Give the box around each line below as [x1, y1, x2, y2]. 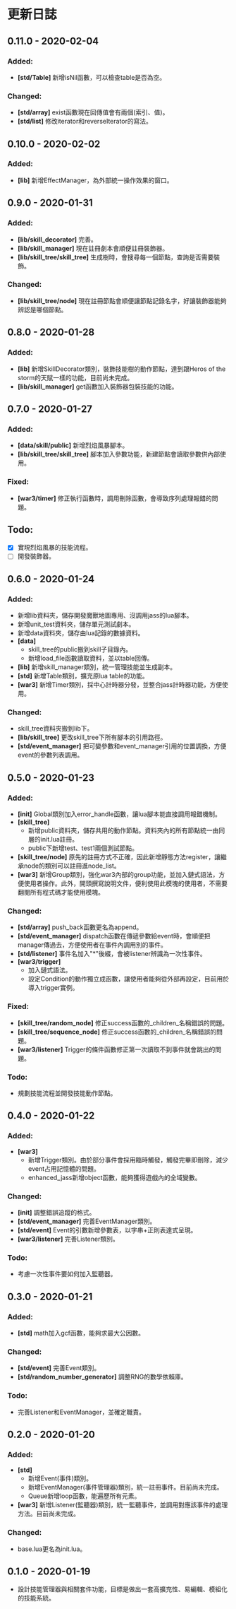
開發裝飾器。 [17, 552, 55, 560]
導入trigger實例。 [27, 984, 79, 992]
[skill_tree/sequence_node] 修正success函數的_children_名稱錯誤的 [17, 1027, 217, 1036]
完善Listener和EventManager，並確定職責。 [17, 1408, 146, 1416]
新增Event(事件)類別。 [27, 1474, 93, 1483]
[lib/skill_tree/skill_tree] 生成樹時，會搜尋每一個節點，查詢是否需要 [17, 252, 214, 261]
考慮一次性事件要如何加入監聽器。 [17, 1270, 117, 1278]
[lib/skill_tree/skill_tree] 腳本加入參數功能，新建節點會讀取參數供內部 [17, 450, 221, 459]
